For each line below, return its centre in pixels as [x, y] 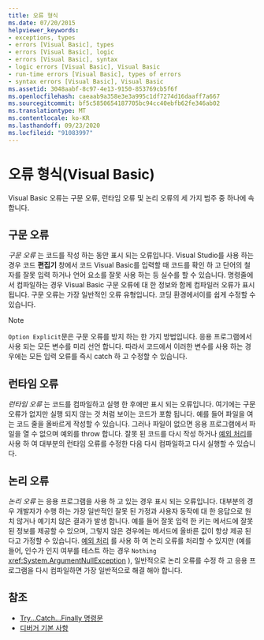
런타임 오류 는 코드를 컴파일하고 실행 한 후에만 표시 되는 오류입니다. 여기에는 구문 [132, 404]
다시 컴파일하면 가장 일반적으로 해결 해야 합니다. [109, 570]
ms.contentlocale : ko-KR [49, 118]
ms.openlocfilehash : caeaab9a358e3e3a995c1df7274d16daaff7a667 [114, 96]
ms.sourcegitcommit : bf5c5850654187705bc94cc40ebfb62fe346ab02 [114, 103]
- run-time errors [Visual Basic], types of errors [95, 74]
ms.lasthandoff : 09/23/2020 [54, 125]
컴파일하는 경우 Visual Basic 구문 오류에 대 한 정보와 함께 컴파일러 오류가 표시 [136, 285]
